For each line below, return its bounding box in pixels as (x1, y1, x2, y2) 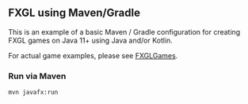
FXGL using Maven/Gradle (8, 6, 141, 20)
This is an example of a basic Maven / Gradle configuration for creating (8, 27, 241, 36)
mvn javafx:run (8, 88, 59, 97)
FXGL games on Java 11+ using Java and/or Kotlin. (8, 35, 173, 45)
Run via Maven (8, 70, 67, 81)
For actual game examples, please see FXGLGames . (8, 50, 178, 60)
